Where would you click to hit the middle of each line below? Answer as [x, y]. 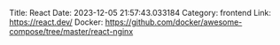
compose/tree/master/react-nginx [71, 31]
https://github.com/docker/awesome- [174, 22]
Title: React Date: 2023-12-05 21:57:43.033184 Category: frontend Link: [140, 13]
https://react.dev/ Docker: [56, 22]
